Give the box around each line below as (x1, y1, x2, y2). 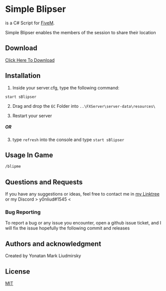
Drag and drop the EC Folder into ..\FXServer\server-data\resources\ (12, 103, 156, 109)
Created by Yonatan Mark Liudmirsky (5, 253, 81, 259)
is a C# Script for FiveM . (5, 20, 55, 26)
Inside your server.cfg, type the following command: (12, 84, 120, 90)
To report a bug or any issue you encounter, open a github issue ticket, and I (5, 220, 162, 226)
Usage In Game (5, 150, 53, 159)
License (5, 267, 30, 276)
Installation (5, 72, 41, 80)
